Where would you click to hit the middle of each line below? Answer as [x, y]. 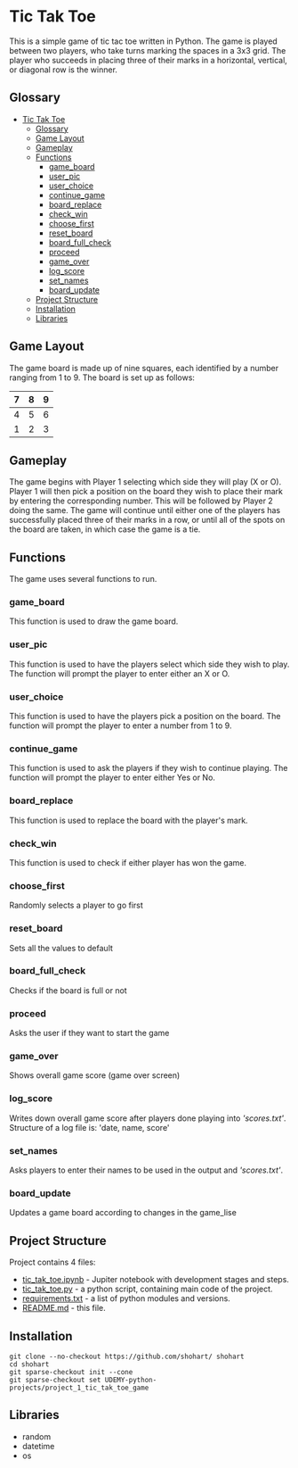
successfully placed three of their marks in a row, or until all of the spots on [147, 520]
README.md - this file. [64, 1308]
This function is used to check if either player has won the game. [128, 862]
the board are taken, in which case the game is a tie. [105, 529]
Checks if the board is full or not [68, 990]
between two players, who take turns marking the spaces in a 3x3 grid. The [148, 50]
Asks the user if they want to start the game [89, 1033]
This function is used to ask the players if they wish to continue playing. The [149, 768]
